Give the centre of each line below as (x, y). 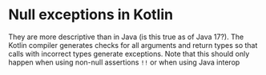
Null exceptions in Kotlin (91, 15)
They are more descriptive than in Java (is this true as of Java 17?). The (126, 37)
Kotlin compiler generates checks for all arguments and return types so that (133, 45)
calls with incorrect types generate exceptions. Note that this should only (129, 53)
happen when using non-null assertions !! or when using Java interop (124, 62)
